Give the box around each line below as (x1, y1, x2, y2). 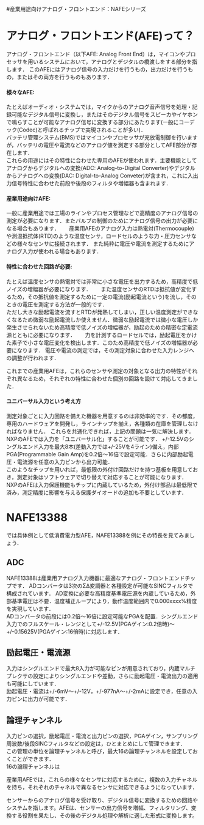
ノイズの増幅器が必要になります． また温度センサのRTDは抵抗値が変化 (6, 285, 192, 292)
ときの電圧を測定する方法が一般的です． (6, 300, 108, 308)
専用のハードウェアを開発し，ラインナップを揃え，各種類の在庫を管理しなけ (6, 420, 199, 427)
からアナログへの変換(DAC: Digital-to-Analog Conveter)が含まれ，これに (6, 172, 188, 179)
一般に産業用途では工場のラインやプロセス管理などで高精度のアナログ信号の (6, 210, 199, 217)
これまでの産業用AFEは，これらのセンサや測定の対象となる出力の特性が (6, 367, 187, 374)
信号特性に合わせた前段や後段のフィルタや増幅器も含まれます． (11, 180, 172, 187)
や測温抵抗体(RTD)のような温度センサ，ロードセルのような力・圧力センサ (6, 232, 192, 240)
